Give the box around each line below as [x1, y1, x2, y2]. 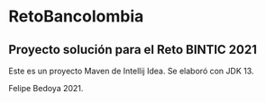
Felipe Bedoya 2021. [8, 83, 84, 93]
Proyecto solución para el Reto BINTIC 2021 [8, 42, 258, 57]
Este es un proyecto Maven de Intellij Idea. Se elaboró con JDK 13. [8, 65, 254, 76]
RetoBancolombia [8, 6, 144, 27]
